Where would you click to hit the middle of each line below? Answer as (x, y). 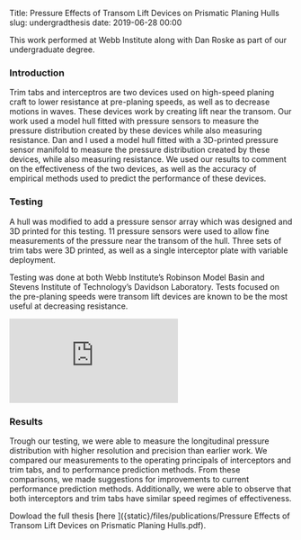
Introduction (37, 73)
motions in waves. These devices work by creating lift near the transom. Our (150, 112)
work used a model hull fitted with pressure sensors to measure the (134, 121)
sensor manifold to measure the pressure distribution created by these (140, 150)
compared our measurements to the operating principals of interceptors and (150, 460)
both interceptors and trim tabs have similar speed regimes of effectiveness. (150, 498)
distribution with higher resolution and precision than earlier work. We (138, 450)
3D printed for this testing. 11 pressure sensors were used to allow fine (139, 231)
